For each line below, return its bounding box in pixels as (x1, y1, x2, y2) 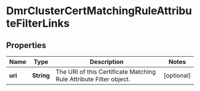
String (32, 71, 50, 79)
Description (89, 58, 124, 66)
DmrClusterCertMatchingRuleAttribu (6, 4, 192, 18)
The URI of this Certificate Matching (55, 68, 156, 76)
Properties (6, 40, 46, 50)
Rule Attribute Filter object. (55, 75, 130, 83)
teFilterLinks (6, 17, 70, 30)
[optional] (163, 71, 191, 79)
